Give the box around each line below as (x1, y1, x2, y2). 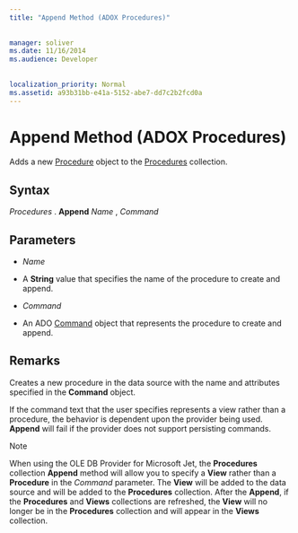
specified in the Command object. (9, 387, 136, 398)
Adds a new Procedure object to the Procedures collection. (9, 156, 228, 167)
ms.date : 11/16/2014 (9, 47, 87, 56)
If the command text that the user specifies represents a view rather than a (9, 404, 286, 415)
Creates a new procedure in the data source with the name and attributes (9, 377, 280, 388)
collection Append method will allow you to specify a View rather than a (9, 467, 276, 478)
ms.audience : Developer (9, 55, 99, 64)
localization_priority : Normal (9, 80, 127, 89)
